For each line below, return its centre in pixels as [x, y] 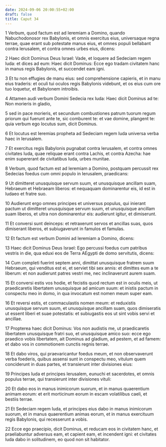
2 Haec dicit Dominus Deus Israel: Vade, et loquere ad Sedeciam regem [78, 58]
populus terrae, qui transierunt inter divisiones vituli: [58, 379]
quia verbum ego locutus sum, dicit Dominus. [51, 124]
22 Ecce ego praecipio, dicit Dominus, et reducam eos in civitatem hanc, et [82, 429]
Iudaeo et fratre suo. [26, 194]
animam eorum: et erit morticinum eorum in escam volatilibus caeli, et [76, 394]
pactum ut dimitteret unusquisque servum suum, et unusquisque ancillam [80, 209]
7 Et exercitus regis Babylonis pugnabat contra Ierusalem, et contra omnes [81, 149]
